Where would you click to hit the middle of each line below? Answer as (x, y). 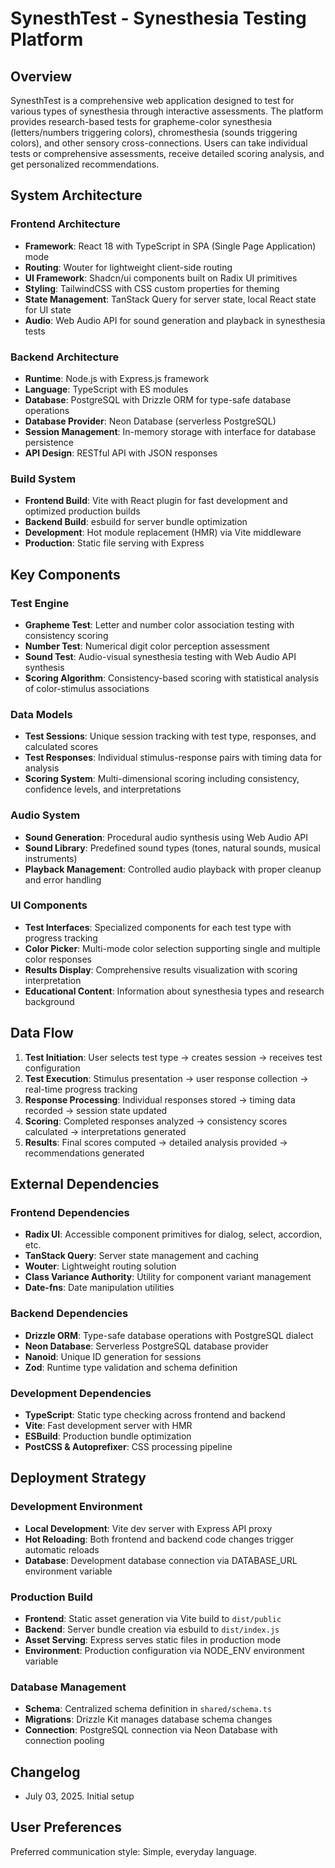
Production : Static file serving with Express (114, 543)
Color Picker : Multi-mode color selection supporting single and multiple (172, 948)
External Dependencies (85, 1184)
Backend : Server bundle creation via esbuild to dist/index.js (152, 1629)
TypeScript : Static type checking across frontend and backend (155, 1414)
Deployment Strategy (78, 1478)
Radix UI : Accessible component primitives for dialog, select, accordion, (173, 1234)
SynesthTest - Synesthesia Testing (158, 18)
